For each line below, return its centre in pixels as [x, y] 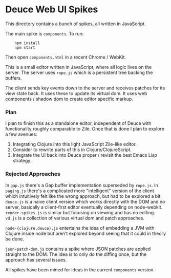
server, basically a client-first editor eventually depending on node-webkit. [84, 207]
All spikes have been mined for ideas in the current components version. [80, 270]
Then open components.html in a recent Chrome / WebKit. [66, 57]
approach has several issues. [36, 260]
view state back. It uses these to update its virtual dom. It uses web [76, 93]
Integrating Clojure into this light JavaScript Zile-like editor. [74, 144]
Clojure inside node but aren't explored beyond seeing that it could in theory [86, 233]
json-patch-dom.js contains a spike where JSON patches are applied [78, 249]
